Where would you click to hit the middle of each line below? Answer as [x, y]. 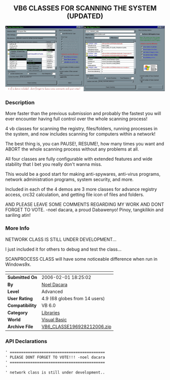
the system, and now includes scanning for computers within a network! [80, 134]
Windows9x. [18, 264]
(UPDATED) [85, 16]
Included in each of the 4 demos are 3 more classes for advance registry [81, 189]
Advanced [52, 291]
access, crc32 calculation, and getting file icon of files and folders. [75, 195]
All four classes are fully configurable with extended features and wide [79, 159]
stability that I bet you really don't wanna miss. [54, 164]
